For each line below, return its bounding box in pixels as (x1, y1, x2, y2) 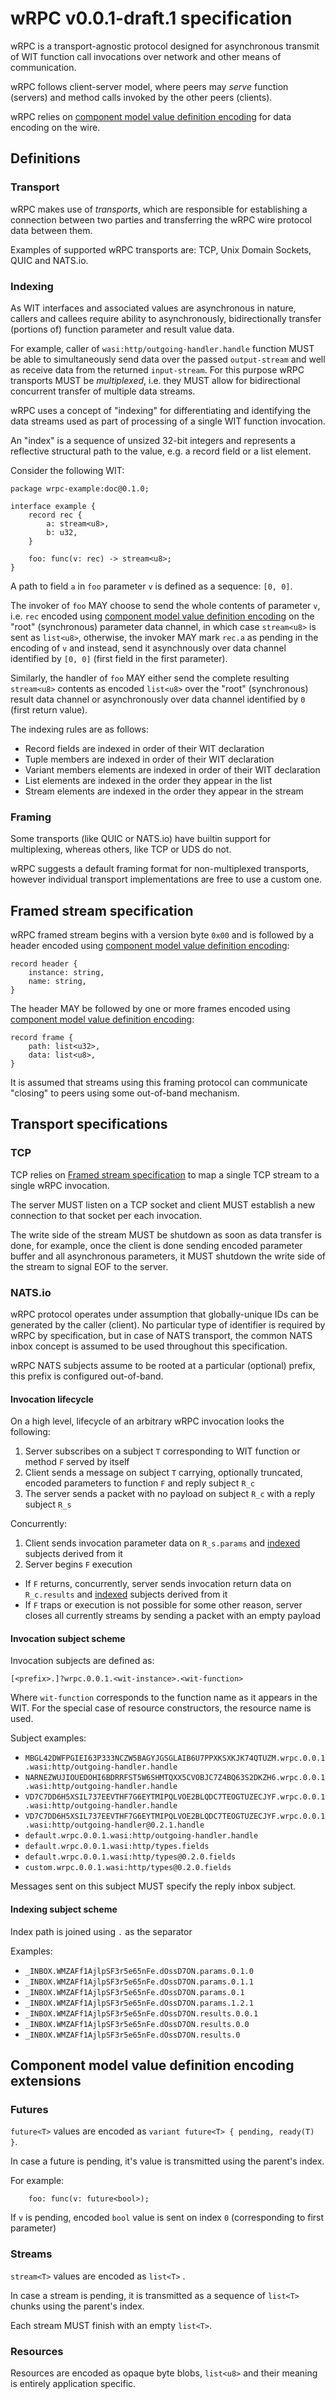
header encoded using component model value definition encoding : (10, 940, 290, 952)
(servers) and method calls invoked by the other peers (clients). (10, 91, 273, 103)
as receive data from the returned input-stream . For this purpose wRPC (10, 363, 305, 376)
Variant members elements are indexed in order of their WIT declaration (24, 763, 321, 776)
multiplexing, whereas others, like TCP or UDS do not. (10, 843, 232, 856)
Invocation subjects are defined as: (10, 1655, 155, 1667)
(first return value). (10, 703, 88, 716)
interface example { (10, 501, 97, 511)
